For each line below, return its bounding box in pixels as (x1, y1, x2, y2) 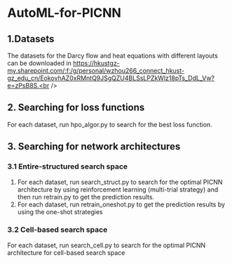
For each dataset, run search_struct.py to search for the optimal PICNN (17, 178, 223, 186)
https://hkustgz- (72, 59, 121, 67)
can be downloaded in (7, 59, 72, 67)
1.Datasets (7, 33, 55, 45)
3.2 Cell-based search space (7, 225, 108, 235)
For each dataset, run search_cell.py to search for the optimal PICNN (7, 241, 206, 249)
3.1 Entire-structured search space (7, 161, 128, 171)
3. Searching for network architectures (7, 140, 181, 152)
